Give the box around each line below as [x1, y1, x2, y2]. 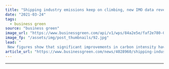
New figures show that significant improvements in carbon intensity [7, 44, 156, 49]
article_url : [5, 49, 33, 54]
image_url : [5, 30, 28, 35]
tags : [5, 16, 17, 21]
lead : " [5, 40, 22, 45]
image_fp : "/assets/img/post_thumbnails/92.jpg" [5, 35, 109, 40]
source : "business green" [5, 26, 59, 31]
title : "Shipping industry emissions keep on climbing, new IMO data [5, 7, 154, 12]
